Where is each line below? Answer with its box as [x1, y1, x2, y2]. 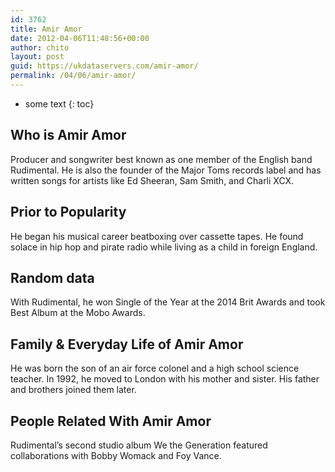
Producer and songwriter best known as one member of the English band [10, 153, 313, 165]
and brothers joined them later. [10, 384, 137, 396]
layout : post [10, 52, 65, 62]
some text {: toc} [24, 97, 95, 110]
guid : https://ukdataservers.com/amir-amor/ [10, 61, 199, 71]
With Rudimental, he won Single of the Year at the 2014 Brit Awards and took [10, 296, 326, 308]
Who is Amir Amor [10, 127, 127, 144]
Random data [10, 269, 95, 286]
